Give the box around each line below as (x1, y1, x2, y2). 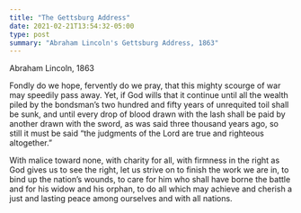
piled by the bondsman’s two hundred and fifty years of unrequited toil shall (9, 100, 289, 111)
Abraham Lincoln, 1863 (9, 63, 94, 74)
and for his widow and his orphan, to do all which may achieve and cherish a (9, 183, 293, 194)
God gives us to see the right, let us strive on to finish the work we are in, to (9, 164, 289, 175)
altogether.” (9, 138, 52, 148)
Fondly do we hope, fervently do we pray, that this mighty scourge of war (9, 80, 281, 91)
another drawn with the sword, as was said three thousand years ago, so (9, 119, 279, 129)
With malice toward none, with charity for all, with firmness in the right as (9, 155, 280, 166)
